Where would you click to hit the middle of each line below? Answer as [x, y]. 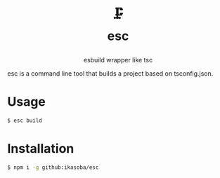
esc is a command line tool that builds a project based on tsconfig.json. [110, 74]
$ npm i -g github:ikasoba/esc [53, 167]
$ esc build [25, 121]
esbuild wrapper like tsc [118, 60]
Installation [41, 149]
